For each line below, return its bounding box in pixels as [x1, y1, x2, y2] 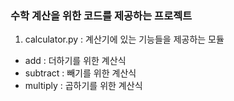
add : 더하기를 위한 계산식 [24, 55, 127, 67]
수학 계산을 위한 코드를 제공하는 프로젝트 [10, 8, 193, 22]
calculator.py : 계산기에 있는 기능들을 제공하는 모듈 [24, 33, 225, 46]
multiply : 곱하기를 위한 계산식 [24, 80, 143, 92]
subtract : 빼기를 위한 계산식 [24, 67, 137, 79]
